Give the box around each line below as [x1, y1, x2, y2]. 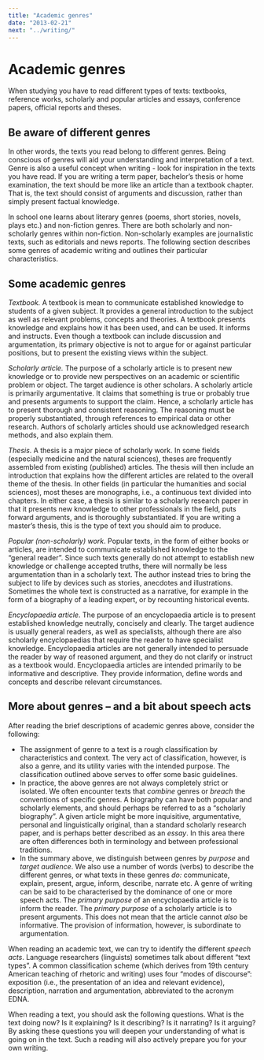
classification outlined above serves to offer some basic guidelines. [19, 769, 238, 779]
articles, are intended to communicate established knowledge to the [8, 545, 229, 554]
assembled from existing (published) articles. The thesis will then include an [8, 462, 255, 471]
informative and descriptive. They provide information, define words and [8, 668, 243, 678]
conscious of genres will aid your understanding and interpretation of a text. [8, 155, 255, 165]
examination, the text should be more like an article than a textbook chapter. [8, 180, 254, 190]
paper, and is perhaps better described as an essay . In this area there [19, 828, 245, 838]
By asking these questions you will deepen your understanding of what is [8, 1026, 245, 1036]
